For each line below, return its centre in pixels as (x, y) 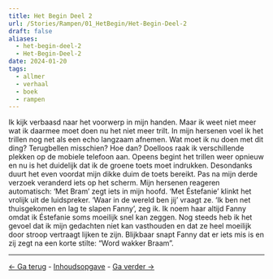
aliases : (23, 39)
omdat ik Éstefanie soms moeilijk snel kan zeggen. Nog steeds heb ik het (130, 217)
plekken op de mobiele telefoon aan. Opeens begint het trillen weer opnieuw (136, 157)
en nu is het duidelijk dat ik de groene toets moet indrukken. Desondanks (130, 166)
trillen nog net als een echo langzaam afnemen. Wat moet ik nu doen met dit (136, 140)
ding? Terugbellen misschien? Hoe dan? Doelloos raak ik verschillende (126, 148)
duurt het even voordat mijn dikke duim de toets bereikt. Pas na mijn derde (133, 174)
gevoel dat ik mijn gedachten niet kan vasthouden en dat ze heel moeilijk (130, 226)
